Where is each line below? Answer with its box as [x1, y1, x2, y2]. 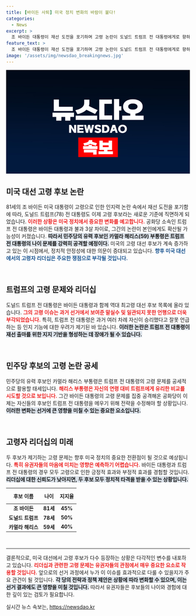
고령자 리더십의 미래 [6, 437, 73, 447]
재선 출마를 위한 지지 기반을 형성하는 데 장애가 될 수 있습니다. [6, 331, 142, 338]
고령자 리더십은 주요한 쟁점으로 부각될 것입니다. [21, 255, 128, 262]
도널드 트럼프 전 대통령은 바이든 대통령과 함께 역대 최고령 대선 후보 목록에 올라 [6, 301, 184, 308]
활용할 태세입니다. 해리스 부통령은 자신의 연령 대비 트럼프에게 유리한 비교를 [16, 384, 185, 392]
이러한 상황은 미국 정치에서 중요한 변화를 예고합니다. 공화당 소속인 [27, 218, 176, 225]
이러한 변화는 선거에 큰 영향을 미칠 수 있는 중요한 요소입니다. [6, 407, 141, 414]
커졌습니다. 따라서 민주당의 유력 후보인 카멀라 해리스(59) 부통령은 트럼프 [21, 233, 185, 240]
